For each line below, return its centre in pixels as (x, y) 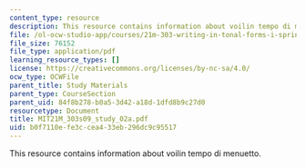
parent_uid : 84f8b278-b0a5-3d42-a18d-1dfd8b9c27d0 (107, 102)
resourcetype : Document (55, 111)
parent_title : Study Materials (69, 85)
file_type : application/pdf (63, 52)
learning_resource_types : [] (65, 60)
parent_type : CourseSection (63, 94)
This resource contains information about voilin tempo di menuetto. (135, 153)
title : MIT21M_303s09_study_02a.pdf (79, 119)
